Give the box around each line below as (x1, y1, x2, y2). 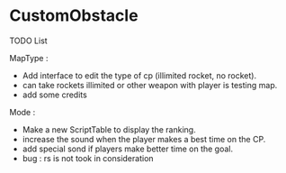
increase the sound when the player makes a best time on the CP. (22, 133, 266, 144)
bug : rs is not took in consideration (22, 152, 155, 163)
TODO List (9, 35, 48, 46)
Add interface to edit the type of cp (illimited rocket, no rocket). (22, 69, 257, 81)
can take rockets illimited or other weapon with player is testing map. (22, 79, 278, 90)
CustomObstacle (9, 5, 139, 26)
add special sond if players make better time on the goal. (22, 143, 234, 154)
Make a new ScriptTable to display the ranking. (22, 123, 196, 135)
